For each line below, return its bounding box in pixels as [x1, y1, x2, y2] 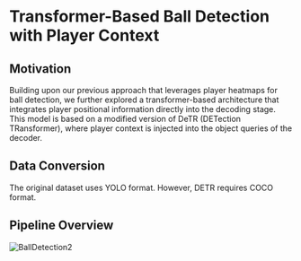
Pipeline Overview [9, 218, 114, 233]
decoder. [9, 133, 43, 143]
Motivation [9, 61, 72, 76]
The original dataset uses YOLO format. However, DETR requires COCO [9, 182, 274, 193]
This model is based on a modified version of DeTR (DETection [9, 114, 241, 124]
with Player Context [9, 25, 160, 46]
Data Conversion [9, 159, 106, 174]
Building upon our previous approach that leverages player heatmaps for [9, 85, 279, 95]
